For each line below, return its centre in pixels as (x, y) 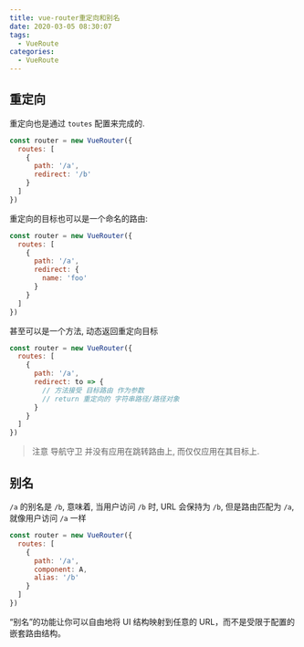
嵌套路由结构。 (37, 633)
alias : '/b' (56, 578)
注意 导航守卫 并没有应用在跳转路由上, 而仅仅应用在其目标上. (146, 452)
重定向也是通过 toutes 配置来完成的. (77, 123)
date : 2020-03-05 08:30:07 (61, 26)
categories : (32, 52)
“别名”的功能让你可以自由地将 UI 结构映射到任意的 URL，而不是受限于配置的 (152, 621)
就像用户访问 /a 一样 (48, 518)
